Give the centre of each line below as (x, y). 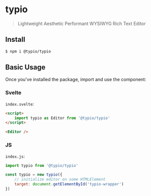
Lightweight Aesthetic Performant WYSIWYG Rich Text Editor (82, 23)
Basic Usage (25, 67)
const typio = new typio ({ (34, 175)
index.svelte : (20, 104)
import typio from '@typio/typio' (42, 165)
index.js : (15, 156)
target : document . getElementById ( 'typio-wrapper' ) (69, 184)
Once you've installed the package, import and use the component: (76, 80)
